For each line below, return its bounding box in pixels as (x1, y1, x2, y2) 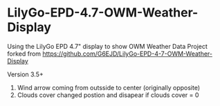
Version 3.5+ (7, 70, 44, 78)
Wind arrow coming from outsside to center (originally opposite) (17, 83, 201, 92)
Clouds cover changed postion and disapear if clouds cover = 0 (17, 91, 199, 99)
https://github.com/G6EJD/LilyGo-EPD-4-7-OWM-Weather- (42, 50, 213, 58)
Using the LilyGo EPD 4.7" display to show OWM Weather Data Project (7, 42, 208, 50)
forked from (7, 50, 42, 58)
